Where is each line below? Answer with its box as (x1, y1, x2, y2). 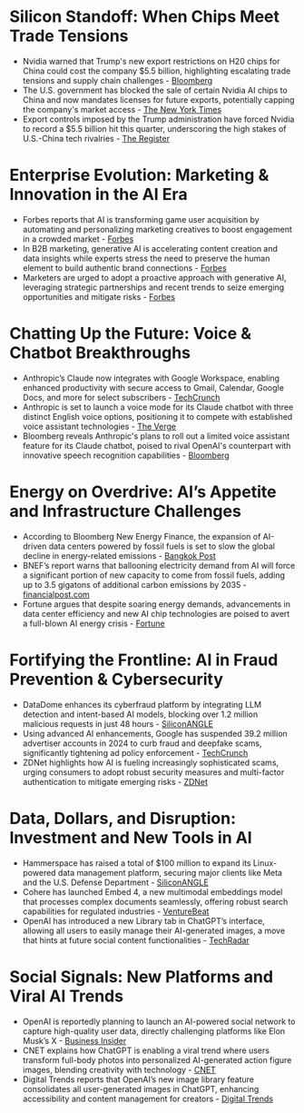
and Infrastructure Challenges (9, 502, 242, 522)
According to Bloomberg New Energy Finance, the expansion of (22, 531, 261, 542)
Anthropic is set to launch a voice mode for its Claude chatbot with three (22, 402, 294, 412)
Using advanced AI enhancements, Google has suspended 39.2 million (22, 728, 288, 739)
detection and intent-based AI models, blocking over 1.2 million (22, 709, 259, 720)
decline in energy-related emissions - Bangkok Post (22, 550, 216, 561)
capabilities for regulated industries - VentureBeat (22, 906, 210, 917)
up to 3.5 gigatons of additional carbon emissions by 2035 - (22, 579, 247, 590)
